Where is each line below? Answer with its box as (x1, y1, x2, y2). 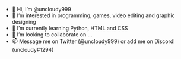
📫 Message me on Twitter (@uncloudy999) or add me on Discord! (11, 38, 175, 45)
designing (11, 18, 37, 25)
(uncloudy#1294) (11, 46, 54, 53)
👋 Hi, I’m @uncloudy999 (11, 6, 71, 13)
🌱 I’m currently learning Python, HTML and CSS (11, 24, 129, 32)
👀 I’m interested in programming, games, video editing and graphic (11, 12, 175, 19)
